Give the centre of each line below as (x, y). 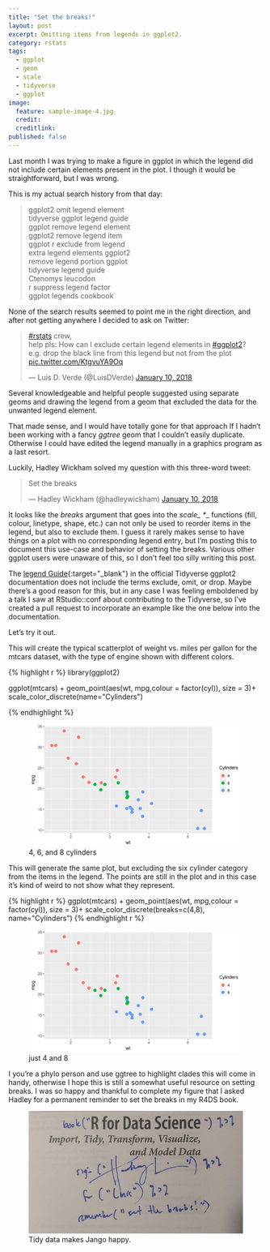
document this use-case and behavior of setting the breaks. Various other (131, 549)
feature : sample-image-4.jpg (65, 111)
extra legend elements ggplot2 (79, 252)
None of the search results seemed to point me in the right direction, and (129, 311)
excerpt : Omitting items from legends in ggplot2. (95, 34)
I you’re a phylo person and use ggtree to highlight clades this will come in (132, 1074)
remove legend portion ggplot (78, 261)
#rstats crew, (50, 336)
